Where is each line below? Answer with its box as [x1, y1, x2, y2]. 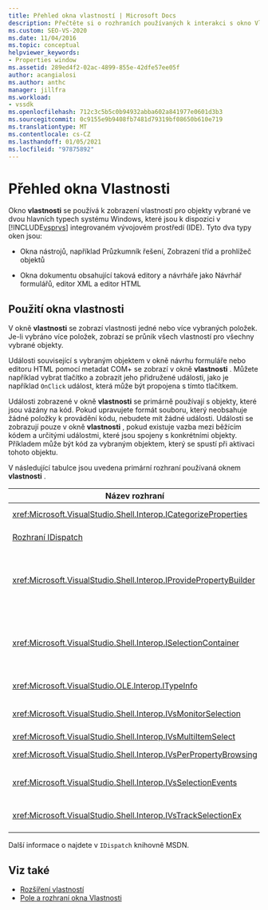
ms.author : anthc [8, 78, 66, 86]
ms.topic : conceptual [8, 41, 81, 49]
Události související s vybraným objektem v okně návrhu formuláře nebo [8, 356, 246, 365]
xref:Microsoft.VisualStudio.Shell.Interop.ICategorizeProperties [12, 509, 248, 520]
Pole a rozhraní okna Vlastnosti [19, 892, 122, 902]
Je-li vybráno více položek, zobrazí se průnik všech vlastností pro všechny [8, 332, 254, 341]
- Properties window [8, 57, 77, 65]
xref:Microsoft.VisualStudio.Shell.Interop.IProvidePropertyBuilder [12, 575, 255, 586]
